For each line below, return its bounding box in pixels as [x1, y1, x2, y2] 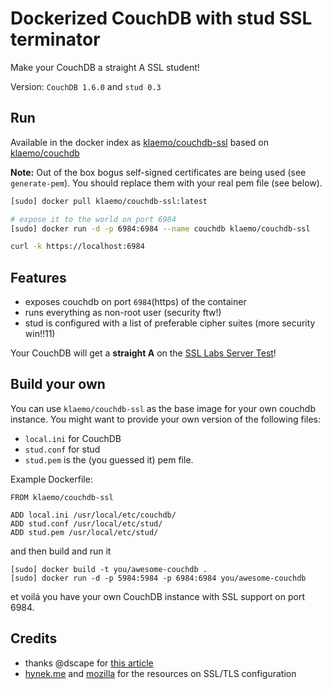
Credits [10, 630, 58, 647]
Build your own [10, 376, 106, 393]
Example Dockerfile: [10, 473, 93, 485]
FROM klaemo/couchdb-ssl [10, 492, 114, 502]
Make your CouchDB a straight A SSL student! [10, 61, 200, 73]
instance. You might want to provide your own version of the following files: [10, 413, 322, 425]
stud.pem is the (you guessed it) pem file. [24, 453, 194, 466]
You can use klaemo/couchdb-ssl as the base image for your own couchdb [10, 402, 316, 414]
